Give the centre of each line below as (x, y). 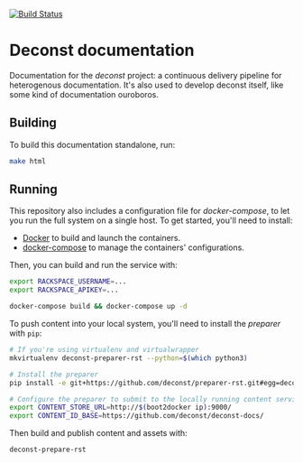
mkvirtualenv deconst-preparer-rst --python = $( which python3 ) (129, 358)
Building (33, 123)
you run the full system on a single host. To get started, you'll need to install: (151, 220)
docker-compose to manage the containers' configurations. (133, 247)
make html (28, 161)
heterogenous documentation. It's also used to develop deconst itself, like (147, 85)
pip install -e (38, 383)
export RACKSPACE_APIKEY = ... (64, 290)
